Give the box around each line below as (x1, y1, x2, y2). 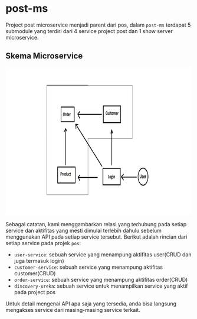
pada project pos (14, 288, 56, 295)
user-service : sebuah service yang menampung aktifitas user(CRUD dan (14, 250, 192, 258)
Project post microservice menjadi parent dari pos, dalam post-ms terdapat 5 (5, 21, 191, 28)
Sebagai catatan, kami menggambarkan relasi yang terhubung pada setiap (5, 220, 187, 227)
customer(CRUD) (14, 269, 56, 276)
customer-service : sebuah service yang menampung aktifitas (14, 263, 163, 271)
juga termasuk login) (14, 257, 64, 264)
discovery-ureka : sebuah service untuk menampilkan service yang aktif (14, 282, 188, 289)
